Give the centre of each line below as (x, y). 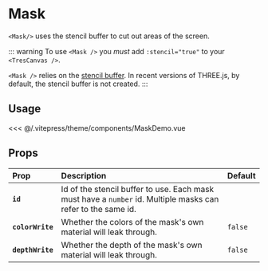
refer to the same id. (99, 209)
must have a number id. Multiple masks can (140, 198)
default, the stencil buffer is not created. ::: (78, 84)
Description (84, 175)
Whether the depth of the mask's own (132, 245)
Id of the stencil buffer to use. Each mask (138, 189)
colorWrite (33, 227)
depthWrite (33, 249)
